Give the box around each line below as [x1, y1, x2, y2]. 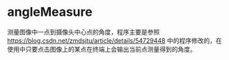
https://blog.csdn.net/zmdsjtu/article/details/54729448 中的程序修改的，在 [7, 36, 223, 45]
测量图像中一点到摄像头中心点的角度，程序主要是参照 [7, 28, 160, 36]
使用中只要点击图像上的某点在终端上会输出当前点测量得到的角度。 [7, 45, 196, 53]
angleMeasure [7, 4, 93, 20]
